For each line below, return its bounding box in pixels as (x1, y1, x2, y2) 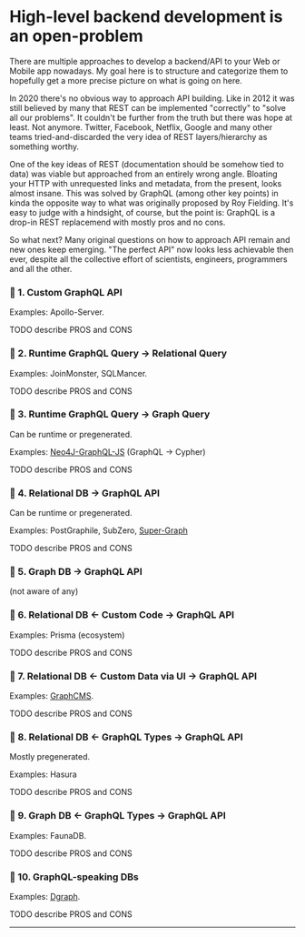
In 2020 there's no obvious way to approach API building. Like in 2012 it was (9, 93, 295, 104)
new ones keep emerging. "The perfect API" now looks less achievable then (9, 244, 294, 255)
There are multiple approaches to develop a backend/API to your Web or (9, 55, 280, 66)
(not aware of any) (9, 586, 79, 597)
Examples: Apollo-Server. (9, 307, 104, 317)
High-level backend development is (9, 6, 283, 27)
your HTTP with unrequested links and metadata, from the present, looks (9, 177, 282, 188)
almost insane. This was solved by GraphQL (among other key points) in (9, 187, 279, 198)
